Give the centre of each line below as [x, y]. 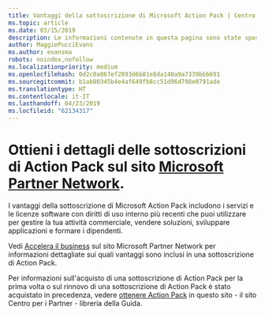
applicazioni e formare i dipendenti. [66, 231]
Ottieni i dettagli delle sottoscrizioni [127, 150]
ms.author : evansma [40, 52]
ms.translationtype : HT [47, 89]
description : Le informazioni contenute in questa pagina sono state [125, 38]
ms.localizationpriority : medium [63, 67]
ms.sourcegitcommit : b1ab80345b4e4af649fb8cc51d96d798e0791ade [114, 81]
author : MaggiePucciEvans [50, 45]
